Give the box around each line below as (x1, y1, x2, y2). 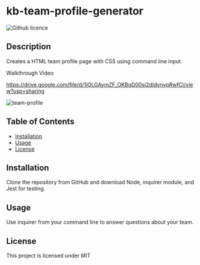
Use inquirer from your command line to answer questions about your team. (6, 219, 194, 226)
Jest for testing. (6, 185, 46, 192)
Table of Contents (6, 116, 75, 127)
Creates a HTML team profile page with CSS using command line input (6, 57, 181, 64)
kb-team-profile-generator (6, 4, 144, 18)
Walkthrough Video (6, 69, 54, 76)
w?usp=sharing (6, 87, 45, 95)
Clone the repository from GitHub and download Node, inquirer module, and (6, 179, 194, 186)
